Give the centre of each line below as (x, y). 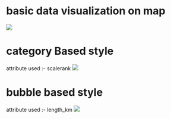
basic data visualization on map (86, 11)
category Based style (60, 51)
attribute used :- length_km (39, 109)
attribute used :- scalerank (39, 68)
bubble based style (54, 93)
